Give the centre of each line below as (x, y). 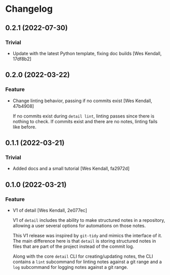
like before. (24, 127)
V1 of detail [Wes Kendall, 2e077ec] (50, 210)
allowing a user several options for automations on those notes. (79, 225)
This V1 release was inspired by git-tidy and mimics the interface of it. (87, 235)
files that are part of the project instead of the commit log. (73, 246)
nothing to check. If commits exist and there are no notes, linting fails (85, 121)
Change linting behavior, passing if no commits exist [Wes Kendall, (82, 101)
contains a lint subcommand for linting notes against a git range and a (87, 262)
